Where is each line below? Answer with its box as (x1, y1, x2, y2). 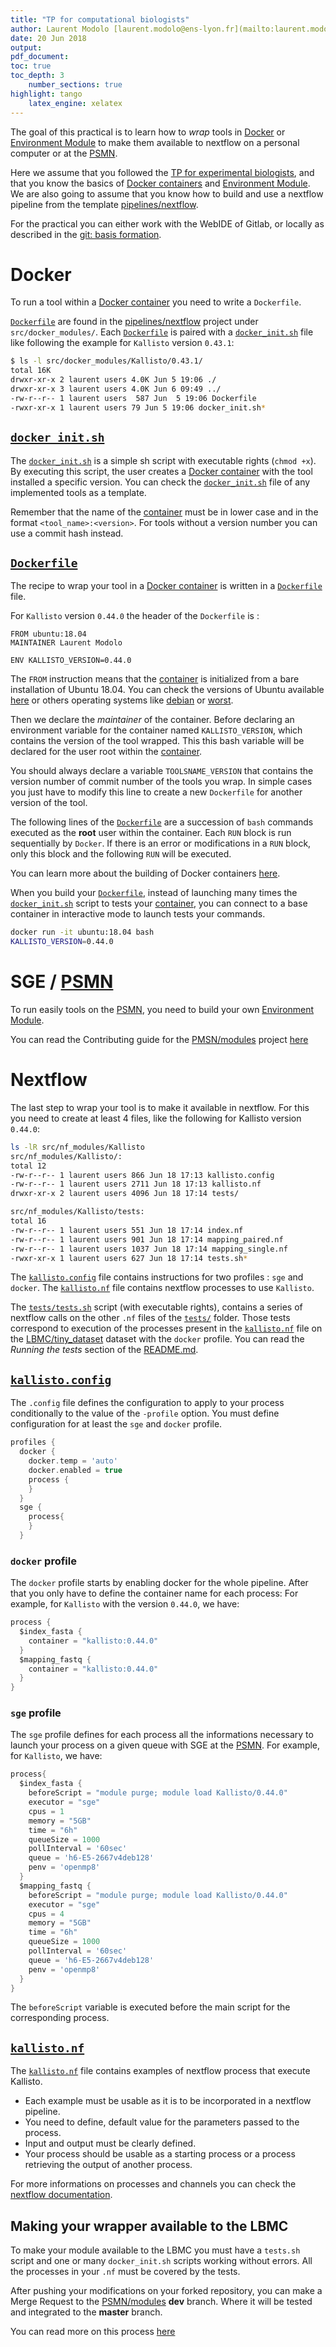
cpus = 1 (28, 1806, 65, 1816)
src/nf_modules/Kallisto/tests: (10, 1207, 145, 1217)
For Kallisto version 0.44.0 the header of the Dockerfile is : (10, 610, 260, 622)
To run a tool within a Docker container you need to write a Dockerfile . (10, 296, 302, 308)
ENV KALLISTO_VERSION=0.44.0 (10, 656, 132, 666)
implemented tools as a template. (10, 486, 147, 498)
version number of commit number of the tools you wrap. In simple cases (10, 776, 313, 788)
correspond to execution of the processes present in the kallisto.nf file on (10, 1322, 323, 1335)
